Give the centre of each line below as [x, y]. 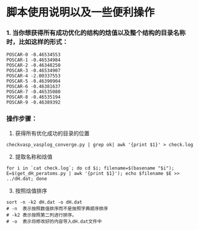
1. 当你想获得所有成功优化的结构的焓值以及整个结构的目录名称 [96, 33]
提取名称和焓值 [34, 156]
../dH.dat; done [27, 179]
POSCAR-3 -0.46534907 [34, 71]
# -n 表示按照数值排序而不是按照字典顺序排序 [57, 209]
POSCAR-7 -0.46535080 [34, 92]
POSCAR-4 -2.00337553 [34, 76]
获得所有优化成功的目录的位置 [52, 133]
